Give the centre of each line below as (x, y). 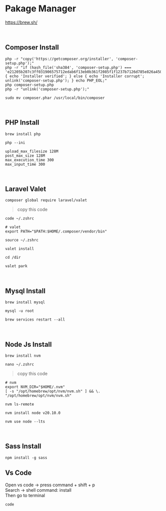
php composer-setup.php (30, 85)
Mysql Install (25, 291)
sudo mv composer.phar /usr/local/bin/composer (55, 98)
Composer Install (32, 47)
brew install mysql (25, 302)
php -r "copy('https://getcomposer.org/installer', (59, 59)
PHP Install (22, 122)
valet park (16, 266)
